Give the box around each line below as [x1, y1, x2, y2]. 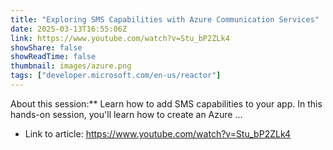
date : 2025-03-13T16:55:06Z [10, 24, 128, 34]
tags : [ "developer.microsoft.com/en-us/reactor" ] [10, 71, 222, 81]
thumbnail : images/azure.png [10, 61, 132, 71]
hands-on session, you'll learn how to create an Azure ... [10, 108, 243, 120]
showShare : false [10, 42, 83, 53]
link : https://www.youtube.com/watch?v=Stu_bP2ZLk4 [10, 33, 230, 43]
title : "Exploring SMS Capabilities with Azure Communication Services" [10, 14, 320, 25]
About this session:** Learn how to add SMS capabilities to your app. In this [10, 97, 323, 110]
